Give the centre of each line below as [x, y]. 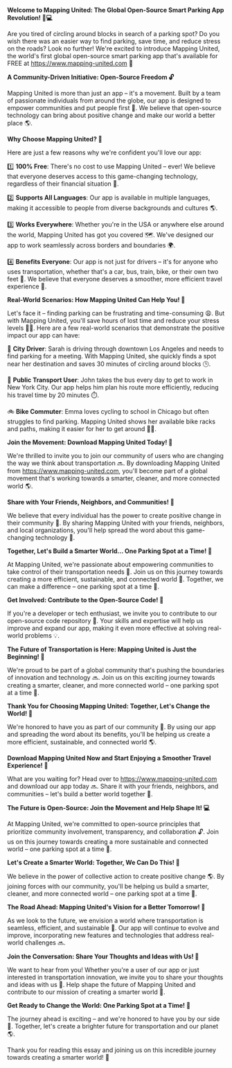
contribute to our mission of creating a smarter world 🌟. [86, 992]
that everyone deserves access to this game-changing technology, [103, 176]
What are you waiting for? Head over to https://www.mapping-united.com [112, 779]
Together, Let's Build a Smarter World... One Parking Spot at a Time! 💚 [110, 551]
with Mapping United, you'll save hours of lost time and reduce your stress [113, 321]
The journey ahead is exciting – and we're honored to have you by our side [114, 1019]
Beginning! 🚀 [26, 657]
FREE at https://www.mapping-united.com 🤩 [70, 63]
